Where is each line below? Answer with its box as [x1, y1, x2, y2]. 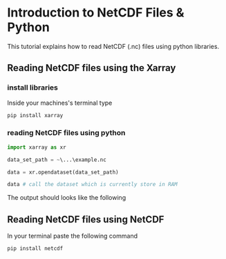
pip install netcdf [7, 245, 64, 252]
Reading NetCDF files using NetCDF [7, 214, 164, 225]
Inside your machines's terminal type [7, 99, 113, 107]
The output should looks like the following [7, 194, 126, 202]
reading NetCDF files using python [7, 128, 126, 138]
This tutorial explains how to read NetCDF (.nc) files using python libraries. [7, 42, 220, 50]
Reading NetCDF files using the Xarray [7, 62, 176, 74]
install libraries [7, 83, 59, 92]
